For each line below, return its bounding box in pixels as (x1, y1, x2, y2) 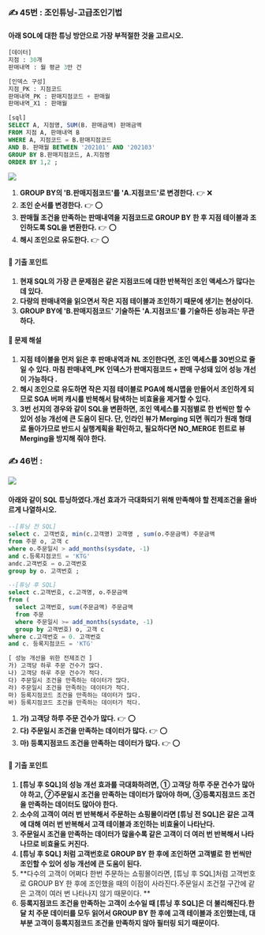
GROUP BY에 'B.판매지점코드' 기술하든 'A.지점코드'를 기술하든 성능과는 (19, 306, 241, 316)
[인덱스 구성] (8, 78, 47, 85)
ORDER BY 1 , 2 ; (8, 158, 58, 166)
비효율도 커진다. (40, 838, 89, 848)
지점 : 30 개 (8, 56, 43, 64)
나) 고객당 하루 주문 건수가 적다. (8, 669, 104, 677)
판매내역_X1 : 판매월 (8, 100, 68, 108)
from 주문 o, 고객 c (8, 538, 69, 546)
